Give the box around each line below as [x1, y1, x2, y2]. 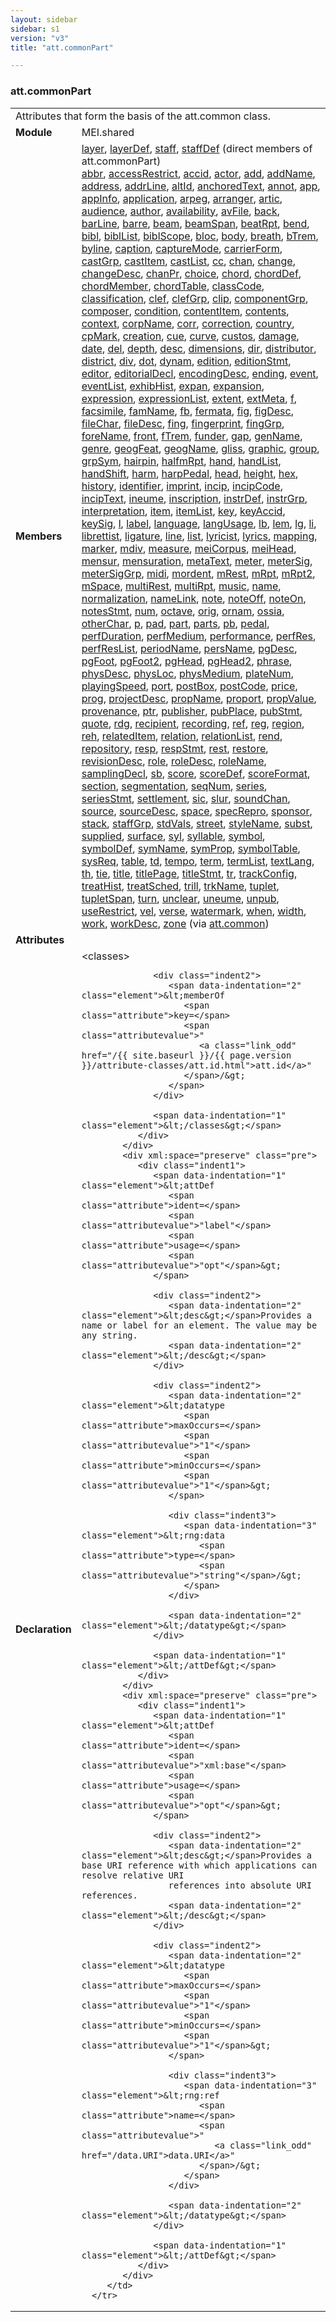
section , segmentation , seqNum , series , [81, 779, 268, 793]
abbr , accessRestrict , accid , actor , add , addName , [81, 166, 316, 180]
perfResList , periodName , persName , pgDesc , [81, 641, 298, 655]
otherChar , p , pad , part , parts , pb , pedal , [81, 616, 270, 630]
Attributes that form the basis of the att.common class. [15, 109, 271, 123]
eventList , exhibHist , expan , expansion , [81, 379, 265, 393]
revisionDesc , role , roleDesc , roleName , [81, 754, 267, 768]
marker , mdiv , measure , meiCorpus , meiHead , [81, 541, 297, 555]
